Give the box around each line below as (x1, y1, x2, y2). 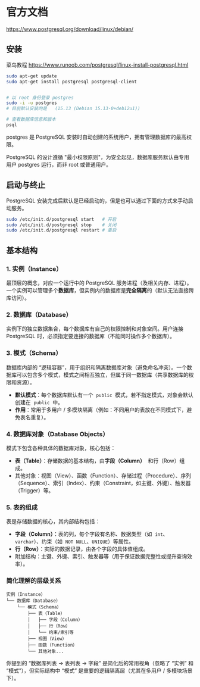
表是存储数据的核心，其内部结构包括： (6, 518, 100, 525)
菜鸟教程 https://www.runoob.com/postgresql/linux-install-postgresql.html (6, 61, 189, 68)
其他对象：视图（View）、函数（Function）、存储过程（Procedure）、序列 (14, 471, 192, 479)
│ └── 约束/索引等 (27, 629, 74, 636)
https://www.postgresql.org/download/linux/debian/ (6, 25, 134, 33)
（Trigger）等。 (14, 486, 54, 494)
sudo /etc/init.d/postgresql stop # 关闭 (6, 221, 117, 228)
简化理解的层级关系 (6, 577, 61, 585)
